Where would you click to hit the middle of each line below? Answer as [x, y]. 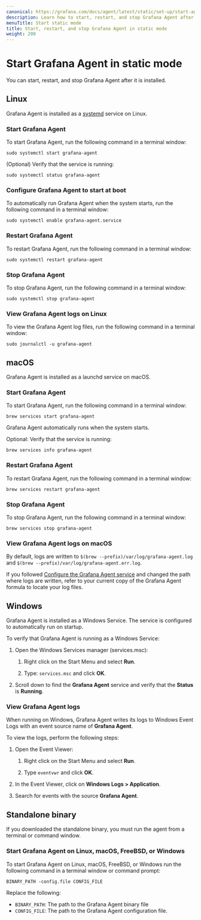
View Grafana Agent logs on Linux [57, 313]
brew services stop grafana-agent [49, 529]
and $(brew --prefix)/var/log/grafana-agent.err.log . [74, 563]
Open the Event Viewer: [44, 749]
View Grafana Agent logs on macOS [59, 543]
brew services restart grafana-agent [53, 489]
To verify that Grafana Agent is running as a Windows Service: [83, 638]
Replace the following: [33, 892]
